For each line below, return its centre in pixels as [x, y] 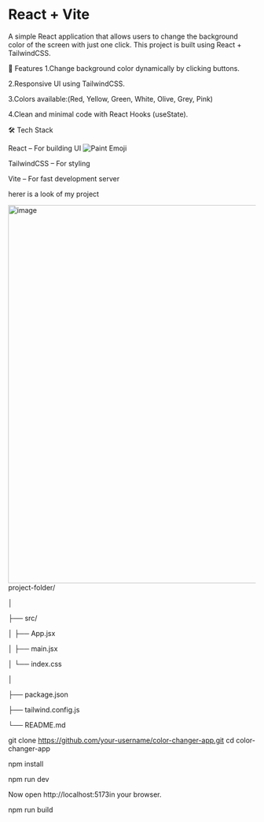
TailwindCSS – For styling [49, 163]
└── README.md [37, 725]
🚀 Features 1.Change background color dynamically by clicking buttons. [124, 68]
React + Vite [49, 15]
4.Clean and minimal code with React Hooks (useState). [98, 114]
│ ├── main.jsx [33, 649]
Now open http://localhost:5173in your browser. [85, 794]
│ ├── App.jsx [32, 633]
